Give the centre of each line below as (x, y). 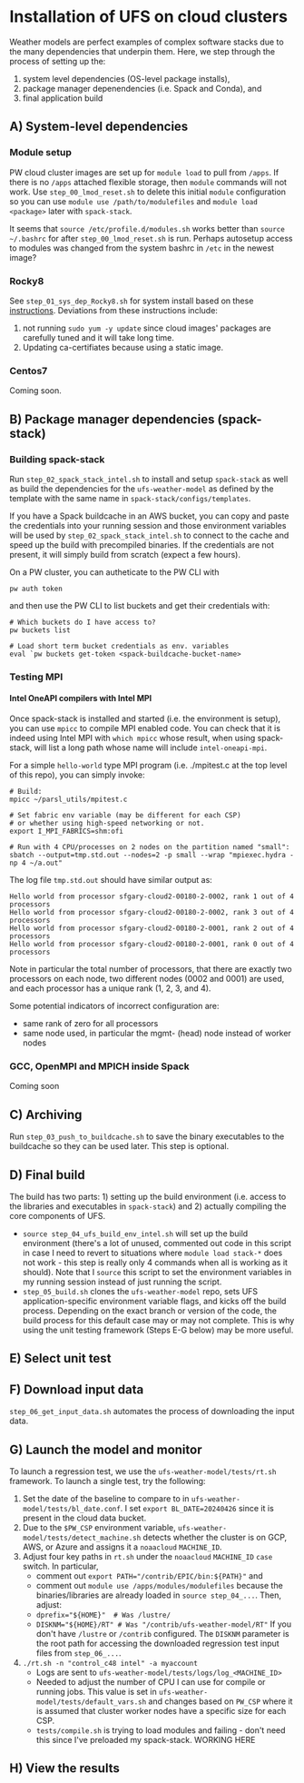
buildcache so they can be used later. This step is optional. (119, 1146)
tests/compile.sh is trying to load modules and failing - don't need (161, 1730)
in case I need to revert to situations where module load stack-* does (152, 1253)
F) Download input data (77, 1389)
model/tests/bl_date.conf (71, 1509)
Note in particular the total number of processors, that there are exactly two (151, 969)
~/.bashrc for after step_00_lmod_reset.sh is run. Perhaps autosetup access (151, 238)
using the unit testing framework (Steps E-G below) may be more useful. (158, 1330)
